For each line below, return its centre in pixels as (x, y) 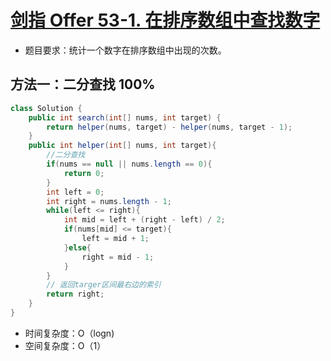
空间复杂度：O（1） (65, 345)
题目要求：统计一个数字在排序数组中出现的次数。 (125, 50)
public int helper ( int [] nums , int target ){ (122, 146)
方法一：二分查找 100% (83, 84)
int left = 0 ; (75, 192)
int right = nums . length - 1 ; (109, 201)
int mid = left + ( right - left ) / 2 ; (144, 220)
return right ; (75, 294)
